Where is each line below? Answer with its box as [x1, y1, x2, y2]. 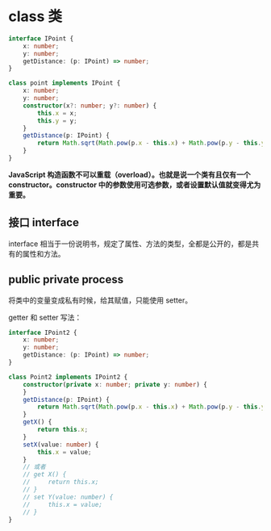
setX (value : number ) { [23, 441, 99, 449]
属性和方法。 [22, 249, 65, 258]
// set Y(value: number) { [23, 493, 114, 501]
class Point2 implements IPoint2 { [8, 373, 128, 381]
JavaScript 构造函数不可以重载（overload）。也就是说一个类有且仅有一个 [8, 169, 251, 179]
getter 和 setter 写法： [8, 312, 82, 322]
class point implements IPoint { [8, 79, 121, 87]
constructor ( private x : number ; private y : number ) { [23, 380, 207, 388]
